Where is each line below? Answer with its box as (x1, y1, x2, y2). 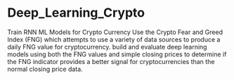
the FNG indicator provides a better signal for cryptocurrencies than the (7, 57, 215, 65)
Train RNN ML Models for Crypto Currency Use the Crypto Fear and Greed (7, 28, 223, 36)
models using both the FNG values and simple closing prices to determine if (7, 50, 227, 58)
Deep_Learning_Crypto (7, 5, 145, 21)
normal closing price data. (7, 65, 83, 73)
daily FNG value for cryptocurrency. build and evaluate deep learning (7, 42, 207, 51)
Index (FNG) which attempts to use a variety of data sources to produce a (7, 35, 221, 43)
